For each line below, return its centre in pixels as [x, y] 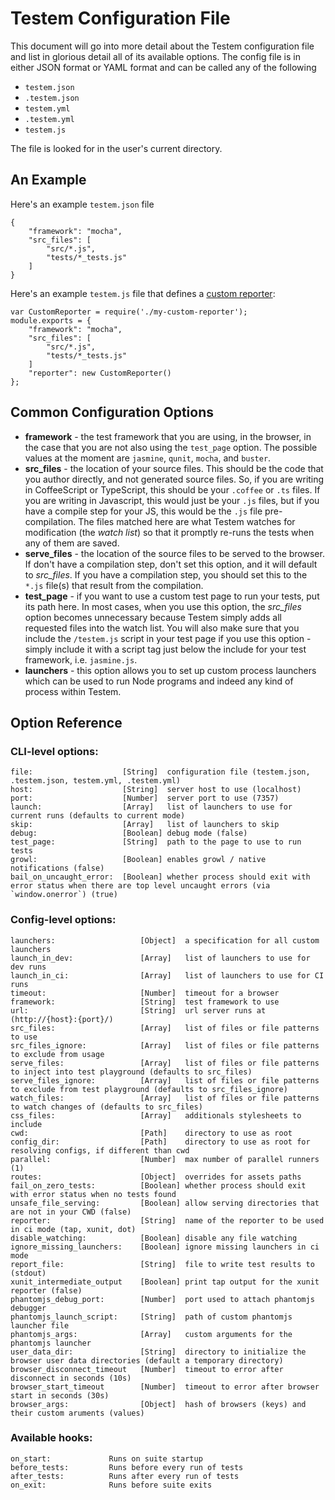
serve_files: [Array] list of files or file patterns [165, 1063]
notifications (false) [57, 868]
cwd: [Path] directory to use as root [151, 1133]
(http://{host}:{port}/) [62, 1019]
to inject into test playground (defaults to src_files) [131, 1072]
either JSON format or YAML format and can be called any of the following [163, 67]
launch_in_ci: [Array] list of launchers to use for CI [167, 975]
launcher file [40, 1325]
